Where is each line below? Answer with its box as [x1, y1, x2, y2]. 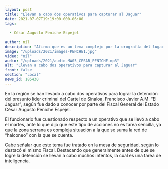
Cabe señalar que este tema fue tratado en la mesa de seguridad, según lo [5, 142, 159, 148]
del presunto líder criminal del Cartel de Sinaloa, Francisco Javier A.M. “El [5, 96, 157, 102]
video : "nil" [5, 53, 32, 59]
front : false [5, 68, 32, 73]
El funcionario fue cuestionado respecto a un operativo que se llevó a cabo [5, 116, 160, 122]
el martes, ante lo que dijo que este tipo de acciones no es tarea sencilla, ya [5, 121, 161, 127]
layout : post [5, 7, 32, 12]
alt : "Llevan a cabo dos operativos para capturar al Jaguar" [5, 63, 137, 68]
